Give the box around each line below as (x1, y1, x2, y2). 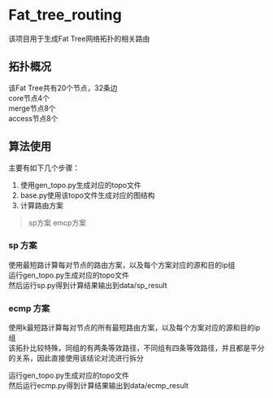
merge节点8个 (8, 103, 56, 113)
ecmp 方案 (8, 303, 50, 314)
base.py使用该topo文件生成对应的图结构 (19, 190, 155, 200)
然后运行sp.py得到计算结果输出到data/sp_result (8, 280, 168, 290)
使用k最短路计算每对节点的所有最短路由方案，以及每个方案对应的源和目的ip (8, 323, 261, 333)
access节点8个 (8, 113, 58, 123)
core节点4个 (8, 93, 50, 103)
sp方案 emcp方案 (28, 217, 87, 227)
